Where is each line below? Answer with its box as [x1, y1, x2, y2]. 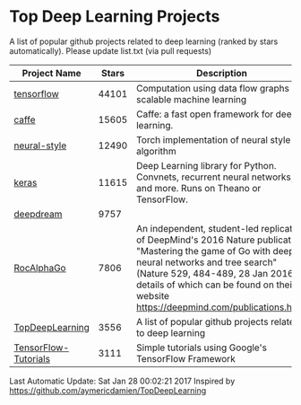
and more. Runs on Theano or [135, 181, 262, 194]
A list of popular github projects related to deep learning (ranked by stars [9, 36, 279, 47]
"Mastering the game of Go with [135, 244, 271, 257]
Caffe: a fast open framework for [135, 108, 274, 120]
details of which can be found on [135, 278, 275, 291]
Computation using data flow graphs [135, 82, 289, 94]
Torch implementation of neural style [135, 133, 291, 145]
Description [196, 66, 248, 79]
